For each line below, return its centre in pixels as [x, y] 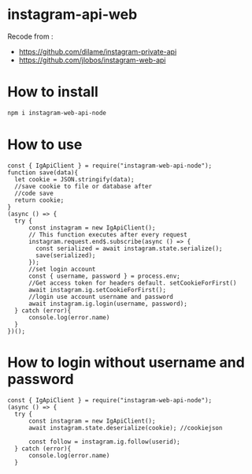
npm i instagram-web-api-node [57, 113]
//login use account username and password [101, 297]
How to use [45, 144]
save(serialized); [66, 255]
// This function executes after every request [108, 234]
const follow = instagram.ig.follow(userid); [104, 442]
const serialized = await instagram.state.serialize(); [129, 248]
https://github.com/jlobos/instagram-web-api [92, 60]
